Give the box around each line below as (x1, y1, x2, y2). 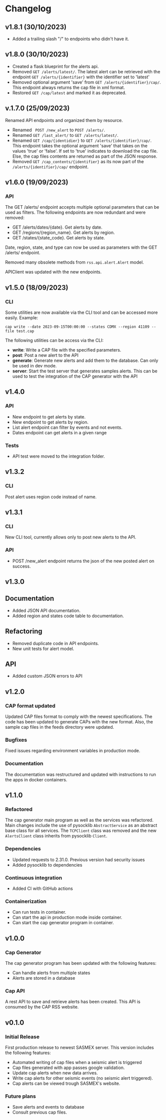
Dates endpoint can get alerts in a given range (12, 429, 107, 435)
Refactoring (5, 627, 43, 636)
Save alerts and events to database (12, 1104, 84, 1110)
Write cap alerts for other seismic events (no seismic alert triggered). (12, 1075, 153, 1081)
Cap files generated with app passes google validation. (12, 1064, 125, 1071)
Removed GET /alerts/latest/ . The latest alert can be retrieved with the (12, 68, 161, 74)
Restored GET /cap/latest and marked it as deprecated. (12, 90, 127, 96)
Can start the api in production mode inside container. (12, 914, 122, 920)
